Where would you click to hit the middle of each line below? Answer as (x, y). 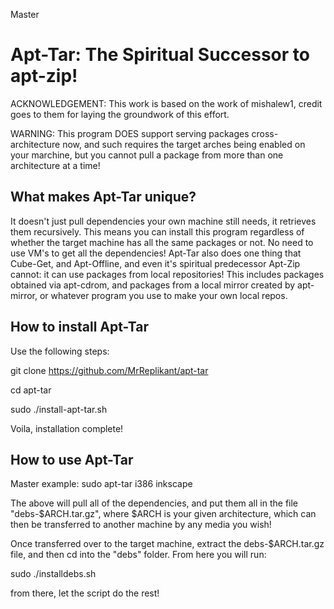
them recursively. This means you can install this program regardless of (157, 231)
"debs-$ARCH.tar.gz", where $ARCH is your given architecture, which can (163, 514)
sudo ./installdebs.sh (53, 574)
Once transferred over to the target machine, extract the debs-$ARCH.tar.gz (167, 544)
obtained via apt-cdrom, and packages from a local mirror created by (153, 285)
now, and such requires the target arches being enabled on (184, 144)
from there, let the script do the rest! (85, 593)
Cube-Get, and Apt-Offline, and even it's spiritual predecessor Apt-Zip (155, 263)
